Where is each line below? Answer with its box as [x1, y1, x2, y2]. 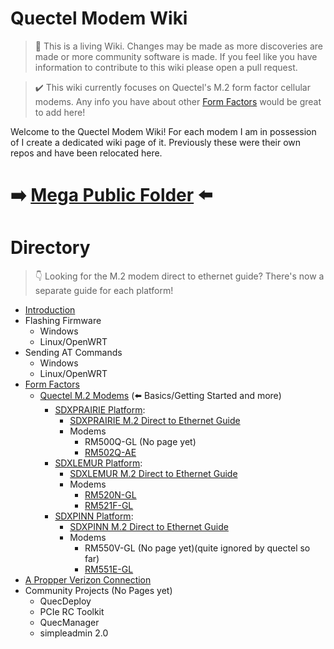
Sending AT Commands [24, 347, 123, 359]
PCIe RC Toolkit [39, 606, 105, 618]
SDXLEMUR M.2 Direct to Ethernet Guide [69, 468, 238, 480]
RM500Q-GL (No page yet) [84, 436, 197, 448]
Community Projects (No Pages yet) [24, 585, 173, 597]
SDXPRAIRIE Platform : [54, 404, 146, 416]
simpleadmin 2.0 [39, 627, 109, 639]
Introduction [24, 304, 76, 316]
